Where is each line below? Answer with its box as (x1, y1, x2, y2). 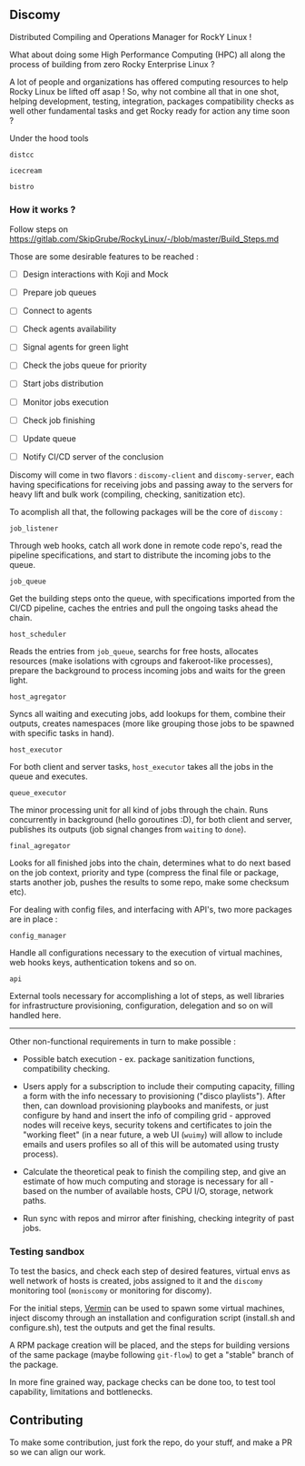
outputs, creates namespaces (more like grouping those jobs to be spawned (9, 718, 295, 729)
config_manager (9, 931, 67, 940)
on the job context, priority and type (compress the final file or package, (9, 866, 280, 877)
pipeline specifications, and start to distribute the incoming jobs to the (9, 550, 271, 561)
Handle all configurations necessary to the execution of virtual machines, (9, 946, 283, 958)
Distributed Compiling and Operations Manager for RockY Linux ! (9, 31, 252, 42)
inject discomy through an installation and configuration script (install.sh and (9, 1312, 296, 1323)
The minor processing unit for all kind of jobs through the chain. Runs (9, 804, 269, 815)
